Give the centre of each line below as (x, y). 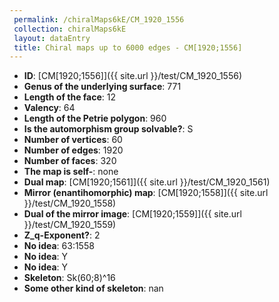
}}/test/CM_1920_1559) (70, 225)
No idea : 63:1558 (59, 246)
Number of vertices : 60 (73, 140)
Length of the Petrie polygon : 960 (95, 118)
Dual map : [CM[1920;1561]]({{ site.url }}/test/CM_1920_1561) (147, 182)
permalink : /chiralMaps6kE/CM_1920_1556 (99, 19)
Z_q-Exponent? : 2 (62, 235)
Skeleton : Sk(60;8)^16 (69, 278)
